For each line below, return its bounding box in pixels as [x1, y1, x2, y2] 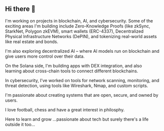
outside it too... [5, 121, 35, 127]
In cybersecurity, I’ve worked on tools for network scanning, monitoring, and [5, 77, 160, 83]
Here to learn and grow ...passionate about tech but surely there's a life [5, 116, 149, 122]
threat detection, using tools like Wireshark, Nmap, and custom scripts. [5, 83, 148, 88]
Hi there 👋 [5, 5, 36, 13]
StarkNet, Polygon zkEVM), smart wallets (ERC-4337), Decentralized [5, 28, 144, 34]
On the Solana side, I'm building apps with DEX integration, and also [5, 63, 142, 68]
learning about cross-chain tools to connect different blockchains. [5, 68, 139, 74]
